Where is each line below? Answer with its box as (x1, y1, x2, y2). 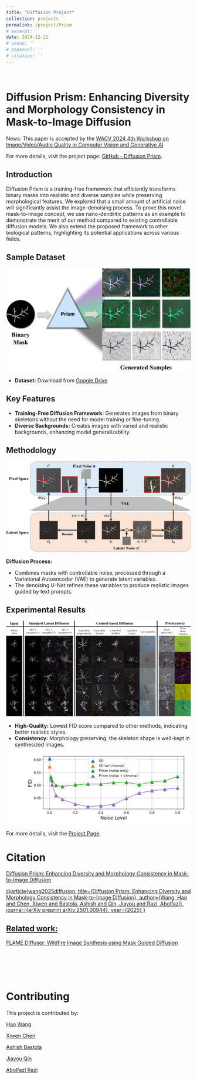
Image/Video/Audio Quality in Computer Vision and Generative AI (6, 141, 164, 148)
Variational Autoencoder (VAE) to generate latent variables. (14, 575, 157, 582)
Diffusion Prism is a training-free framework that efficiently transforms (6, 185, 176, 192)
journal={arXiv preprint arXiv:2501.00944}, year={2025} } (6, 907, 145, 914)
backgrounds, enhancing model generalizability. (14, 428, 131, 435)
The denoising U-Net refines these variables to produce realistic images (14, 581, 189, 588)
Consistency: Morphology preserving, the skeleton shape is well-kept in (14, 735, 191, 742)
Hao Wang (6, 1021, 32, 1028)
